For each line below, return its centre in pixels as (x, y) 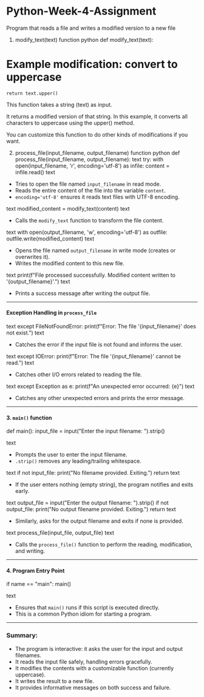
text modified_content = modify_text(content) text (68, 208)
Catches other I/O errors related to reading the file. (79, 375)
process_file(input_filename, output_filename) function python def (97, 152)
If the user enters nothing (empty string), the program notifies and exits (104, 484)
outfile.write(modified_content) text (50, 239)
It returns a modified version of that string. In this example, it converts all (97, 116)
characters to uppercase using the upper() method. (70, 123)
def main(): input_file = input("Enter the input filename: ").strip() (86, 431)
